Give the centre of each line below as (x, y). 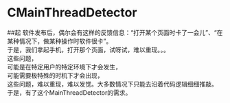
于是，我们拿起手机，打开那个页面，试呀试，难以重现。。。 (88, 49)
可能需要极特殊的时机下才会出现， (55, 75)
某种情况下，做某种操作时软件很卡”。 (60, 41)
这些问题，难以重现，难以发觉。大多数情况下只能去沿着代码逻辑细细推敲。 (112, 84)
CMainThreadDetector (72, 13)
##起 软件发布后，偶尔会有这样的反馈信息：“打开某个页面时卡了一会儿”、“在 (115, 32)
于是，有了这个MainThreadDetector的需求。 (69, 92)
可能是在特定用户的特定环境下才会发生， (64, 67)
